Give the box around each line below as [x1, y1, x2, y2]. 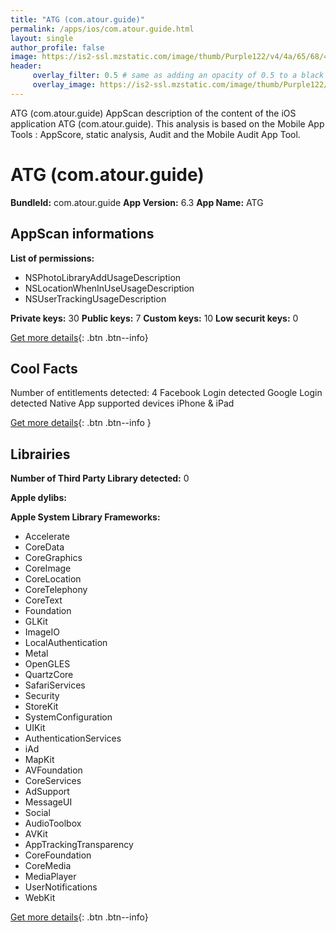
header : [10, 61, 43, 71]
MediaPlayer [24, 871, 77, 883]
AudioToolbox [24, 817, 82, 830]
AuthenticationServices [24, 732, 122, 745]
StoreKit [24, 701, 59, 713]
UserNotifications [24, 881, 98, 893]
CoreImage [24, 562, 72, 575]
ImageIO [24, 626, 60, 638]
